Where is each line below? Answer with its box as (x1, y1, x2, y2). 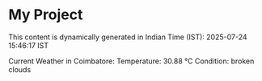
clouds (8, 64, 32, 74)
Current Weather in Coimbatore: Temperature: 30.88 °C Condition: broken (8, 56, 255, 66)
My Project (8, 6, 83, 24)
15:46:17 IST (8, 40, 49, 50)
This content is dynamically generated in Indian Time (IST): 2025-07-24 (8, 32, 248, 42)
